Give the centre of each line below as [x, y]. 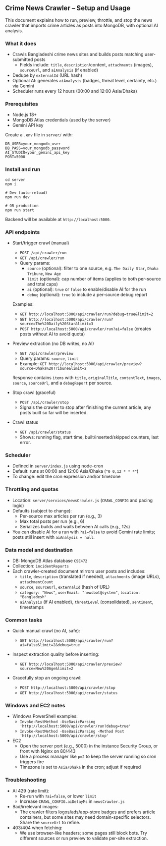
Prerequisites [22, 104]
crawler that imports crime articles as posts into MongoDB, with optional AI [82, 25]
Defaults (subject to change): [42, 510]
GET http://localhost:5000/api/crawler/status [69, 693]
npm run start [20, 210]
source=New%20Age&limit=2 [46, 669]
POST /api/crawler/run [43, 253]
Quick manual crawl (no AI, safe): [46, 631]
